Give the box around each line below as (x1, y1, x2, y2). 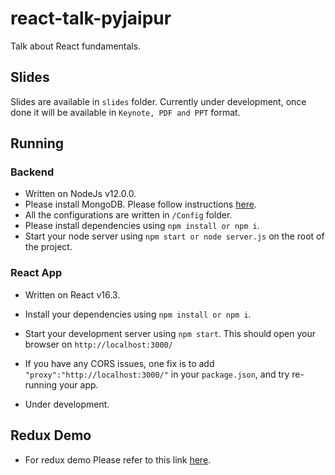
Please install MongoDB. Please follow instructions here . (24, 198, 257, 211)
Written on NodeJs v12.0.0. (24, 188, 137, 200)
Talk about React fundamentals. (10, 40, 142, 52)
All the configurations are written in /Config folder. (24, 209, 233, 221)
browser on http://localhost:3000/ (24, 338, 173, 350)
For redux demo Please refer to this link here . (24, 453, 212, 466)
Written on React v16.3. (24, 288, 121, 301)
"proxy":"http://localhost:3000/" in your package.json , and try (24, 368, 290, 380)
